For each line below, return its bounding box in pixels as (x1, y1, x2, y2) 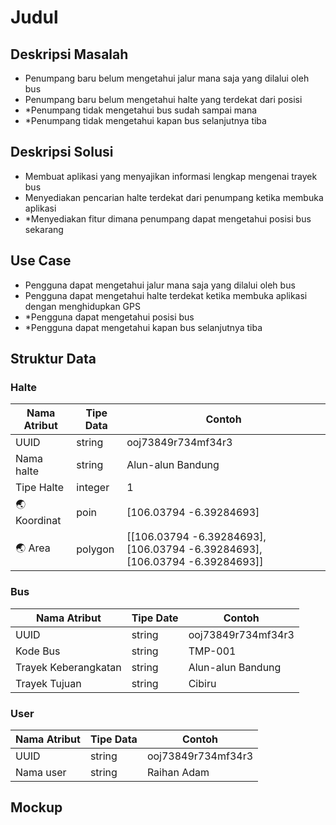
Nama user (15, 765, 67, 779)
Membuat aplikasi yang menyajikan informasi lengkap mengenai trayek (24, 170, 318, 182)
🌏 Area (15, 541, 51, 555)
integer (76, 481, 110, 495)
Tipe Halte (15, 481, 65, 495)
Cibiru (188, 676, 217, 690)
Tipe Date (131, 611, 179, 625)
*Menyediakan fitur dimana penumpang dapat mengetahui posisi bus (24, 212, 312, 225)
